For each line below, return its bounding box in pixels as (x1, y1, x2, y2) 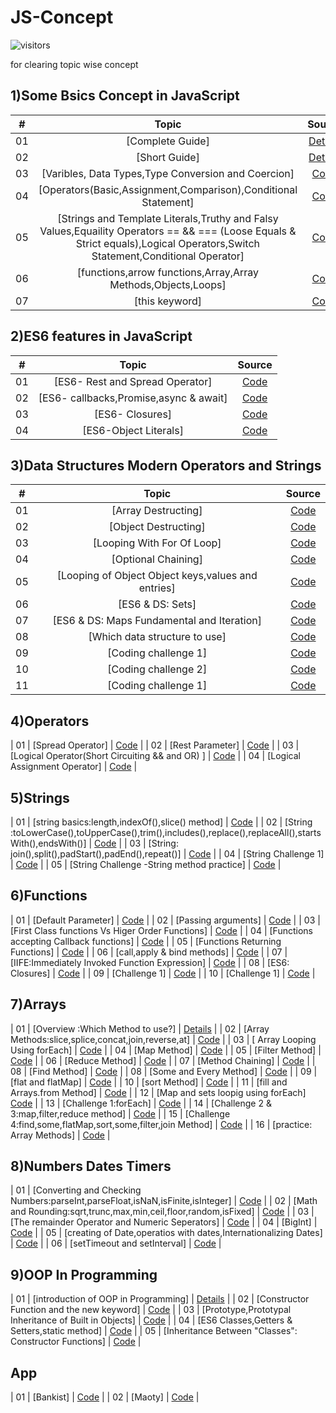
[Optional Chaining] (111, 552, 203, 566)
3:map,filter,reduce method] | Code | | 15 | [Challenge (10, 1107, 231, 1120)
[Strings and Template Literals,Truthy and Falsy (57, 211, 279, 225)
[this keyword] (133, 294, 203, 308)
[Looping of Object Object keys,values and (56, 569, 258, 583)
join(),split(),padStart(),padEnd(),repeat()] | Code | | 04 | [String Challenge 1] (10, 848, 325, 860)
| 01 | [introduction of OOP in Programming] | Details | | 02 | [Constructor (10, 1293, 310, 1305)
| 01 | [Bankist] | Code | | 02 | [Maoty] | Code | (10, 1391, 200, 1403)
